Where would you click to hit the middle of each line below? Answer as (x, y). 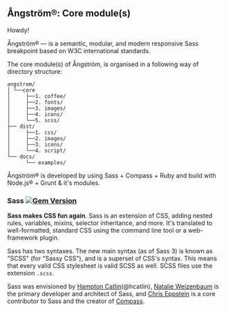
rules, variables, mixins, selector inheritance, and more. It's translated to (110, 223)
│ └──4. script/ (37, 150)
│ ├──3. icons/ (35, 144)
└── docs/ (21, 157)
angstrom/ (21, 84)
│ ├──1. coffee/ (37, 96)
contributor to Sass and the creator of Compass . (76, 301)
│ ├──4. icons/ (35, 114)
